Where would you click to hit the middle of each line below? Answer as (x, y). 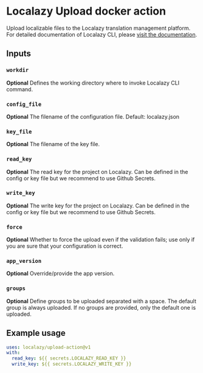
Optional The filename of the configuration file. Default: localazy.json (93, 116)
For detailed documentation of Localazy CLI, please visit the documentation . (102, 34)
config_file (24, 104)
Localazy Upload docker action (86, 11)
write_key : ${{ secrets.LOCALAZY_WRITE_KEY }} (72, 364)
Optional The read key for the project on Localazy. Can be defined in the (97, 172)
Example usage (36, 333)
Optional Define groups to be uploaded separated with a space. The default (101, 301)
